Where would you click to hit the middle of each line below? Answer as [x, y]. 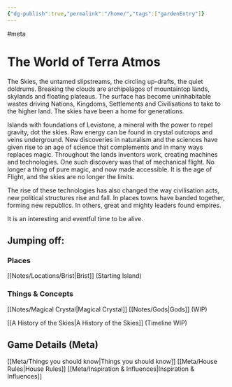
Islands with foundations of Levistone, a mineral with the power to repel [110, 125]
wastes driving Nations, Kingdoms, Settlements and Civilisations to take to [114, 104]
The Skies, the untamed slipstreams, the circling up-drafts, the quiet [105, 81]
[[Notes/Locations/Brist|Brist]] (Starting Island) [74, 276]
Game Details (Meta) [53, 345]
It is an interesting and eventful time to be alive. [75, 218]
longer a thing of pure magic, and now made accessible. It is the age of [110, 169]
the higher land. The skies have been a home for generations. [96, 111]
